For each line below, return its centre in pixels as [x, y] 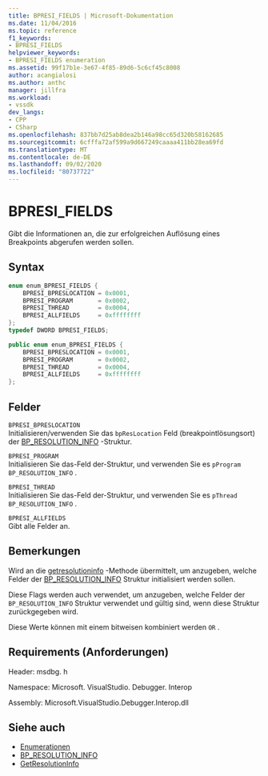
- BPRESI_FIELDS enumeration [57, 61]
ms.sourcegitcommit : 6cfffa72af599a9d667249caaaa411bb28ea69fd [116, 142]
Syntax [26, 268]
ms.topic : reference [43, 30]
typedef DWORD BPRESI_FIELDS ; [59, 330]
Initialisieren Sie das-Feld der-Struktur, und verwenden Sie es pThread [123, 495]
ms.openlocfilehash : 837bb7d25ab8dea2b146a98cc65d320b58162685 [116, 134]
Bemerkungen [45, 552]
